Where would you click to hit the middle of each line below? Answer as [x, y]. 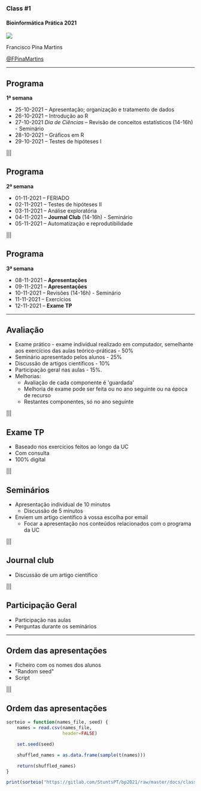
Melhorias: [28, 376]
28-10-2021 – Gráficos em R [49, 135]
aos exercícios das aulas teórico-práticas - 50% [74, 351]
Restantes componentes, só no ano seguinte [79, 402]
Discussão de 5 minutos [54, 511]
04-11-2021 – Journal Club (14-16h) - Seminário [74, 217]
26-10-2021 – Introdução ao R [51, 116]
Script [22, 678]
